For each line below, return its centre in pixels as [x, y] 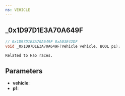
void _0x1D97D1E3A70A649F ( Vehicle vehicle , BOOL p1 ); [63, 46]
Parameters [24, 71]
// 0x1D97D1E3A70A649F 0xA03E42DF [42, 42]
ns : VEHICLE [18, 10]
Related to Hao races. [29, 56]
